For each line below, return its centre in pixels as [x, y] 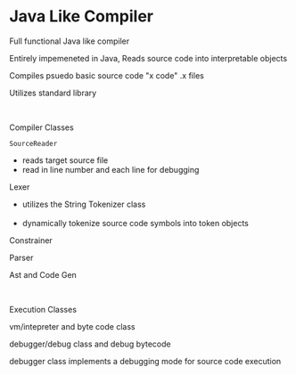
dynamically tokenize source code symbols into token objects [136, 223]
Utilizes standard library [53, 93]
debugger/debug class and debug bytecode [90, 344]
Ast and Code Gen [43, 274]
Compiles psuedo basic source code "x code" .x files [107, 75]
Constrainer [31, 240]
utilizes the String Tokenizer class [84, 204]
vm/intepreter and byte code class [72, 326]
